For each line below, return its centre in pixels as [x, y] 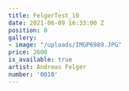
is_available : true [40, 60]
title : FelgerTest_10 [44, 15]
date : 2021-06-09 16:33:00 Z [56, 23]
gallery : [23, 38]
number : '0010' [33, 74]
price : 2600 [28, 52]
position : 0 [28, 30]
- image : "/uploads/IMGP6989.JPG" [65, 45]
